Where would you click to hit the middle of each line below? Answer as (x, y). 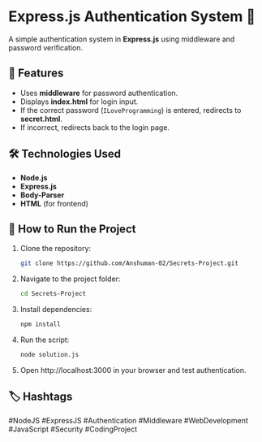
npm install (40, 324)
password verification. (46, 47)
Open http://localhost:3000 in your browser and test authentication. (133, 370)
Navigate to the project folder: (70, 279)
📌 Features (36, 74)
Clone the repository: (56, 249)
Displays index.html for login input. (79, 102)
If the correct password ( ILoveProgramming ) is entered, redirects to (131, 110)
